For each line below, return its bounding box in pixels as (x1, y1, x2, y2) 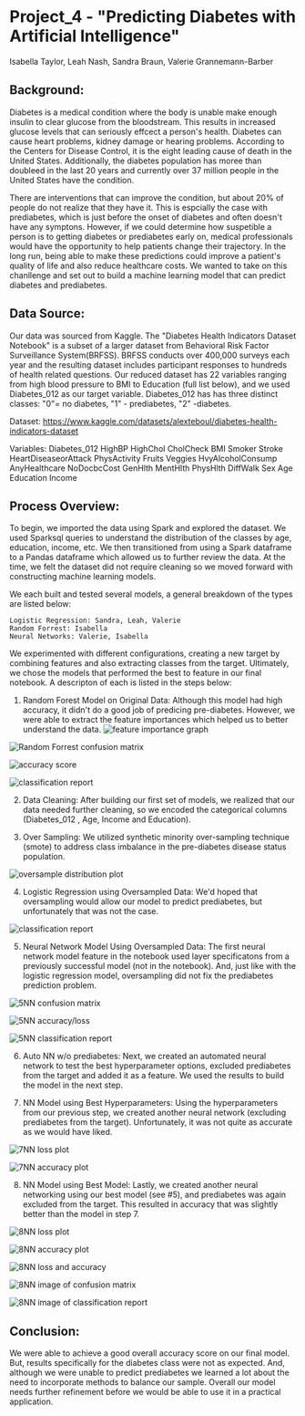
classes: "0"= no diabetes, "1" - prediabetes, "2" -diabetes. (9, 398, 232, 409)
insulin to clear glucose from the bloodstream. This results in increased (9, 116, 276, 127)
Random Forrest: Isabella (9, 624, 107, 633)
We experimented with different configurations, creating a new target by (9, 648, 280, 659)
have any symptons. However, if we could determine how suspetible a (9, 221, 272, 232)
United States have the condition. (9, 174, 135, 185)
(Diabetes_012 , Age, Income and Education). (22, 814, 191, 825)
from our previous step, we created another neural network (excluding (22, 1107, 287, 1119)
